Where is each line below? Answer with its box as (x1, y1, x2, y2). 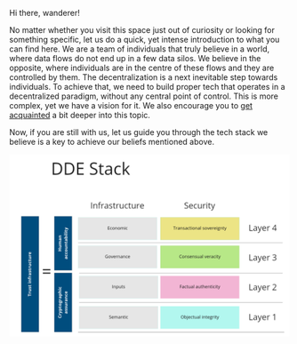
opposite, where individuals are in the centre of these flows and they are (9, 62, 275, 73)
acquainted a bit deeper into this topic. (9, 110, 151, 120)
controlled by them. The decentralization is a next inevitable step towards (9, 72, 278, 83)
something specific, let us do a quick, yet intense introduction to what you (9, 35, 280, 44)
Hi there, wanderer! (9, 8, 80, 18)
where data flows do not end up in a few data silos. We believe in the (9, 53, 261, 63)
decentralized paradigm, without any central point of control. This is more (9, 91, 278, 101)
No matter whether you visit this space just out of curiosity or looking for (9, 25, 276, 35)
